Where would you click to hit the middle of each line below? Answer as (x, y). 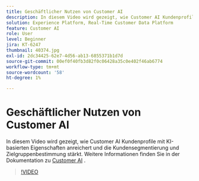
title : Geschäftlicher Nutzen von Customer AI (65, 12)
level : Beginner (26, 39)
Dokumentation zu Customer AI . (46, 160)
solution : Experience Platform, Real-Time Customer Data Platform (90, 23)
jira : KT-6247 (24, 45)
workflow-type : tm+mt (33, 67)
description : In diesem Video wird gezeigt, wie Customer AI (83, 17)
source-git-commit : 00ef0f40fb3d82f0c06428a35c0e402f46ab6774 (84, 61)
